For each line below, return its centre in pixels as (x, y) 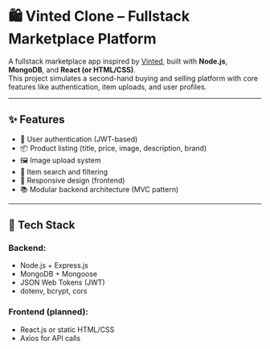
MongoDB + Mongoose (59, 274)
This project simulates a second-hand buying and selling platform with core (133, 78)
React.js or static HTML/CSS (67, 329)
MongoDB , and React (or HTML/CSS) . (72, 69)
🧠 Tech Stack (42, 226)
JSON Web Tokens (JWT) (63, 282)
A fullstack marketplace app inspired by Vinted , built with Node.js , (118, 61)
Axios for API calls (50, 338)
